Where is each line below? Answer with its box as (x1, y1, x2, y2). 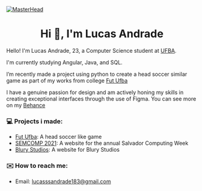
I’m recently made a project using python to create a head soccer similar (6, 70, 187, 78)
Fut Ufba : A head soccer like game (15, 133, 102, 141)
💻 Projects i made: (6, 117, 63, 126)
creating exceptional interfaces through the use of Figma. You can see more (6, 95, 197, 102)
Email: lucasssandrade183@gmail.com (15, 178, 111, 185)
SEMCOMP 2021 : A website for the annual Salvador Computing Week (15, 139, 189, 147)
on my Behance (6, 101, 45, 109)
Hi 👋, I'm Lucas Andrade (40, 27, 164, 41)
